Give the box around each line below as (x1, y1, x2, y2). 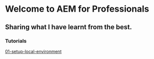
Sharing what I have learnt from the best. (5, 23, 132, 31)
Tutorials (5, 38, 27, 44)
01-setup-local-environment (5, 48, 62, 54)
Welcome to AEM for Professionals (5, 3, 149, 15)
